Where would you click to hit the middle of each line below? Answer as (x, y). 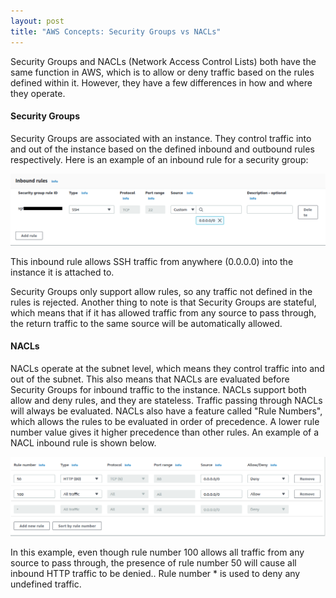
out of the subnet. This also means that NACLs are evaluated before (150, 379)
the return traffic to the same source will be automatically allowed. (146, 323)
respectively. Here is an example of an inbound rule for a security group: (159, 159)
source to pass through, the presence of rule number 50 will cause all (153, 562)
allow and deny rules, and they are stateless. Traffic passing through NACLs (166, 401)
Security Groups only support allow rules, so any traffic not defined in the (161, 291)
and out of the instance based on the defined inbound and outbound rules (162, 149)
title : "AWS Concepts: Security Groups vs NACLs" (116, 31)
